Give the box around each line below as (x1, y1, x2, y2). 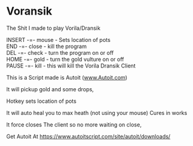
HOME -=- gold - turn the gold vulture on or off (6, 55, 124, 63)
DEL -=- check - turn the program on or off (6, 49, 114, 56)
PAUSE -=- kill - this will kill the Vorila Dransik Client (6, 62, 136, 69)
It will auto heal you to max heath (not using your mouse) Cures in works (6, 109, 188, 116)
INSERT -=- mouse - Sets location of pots (6, 36, 111, 43)
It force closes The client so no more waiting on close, (6, 120, 142, 128)
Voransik (6, 4, 53, 18)
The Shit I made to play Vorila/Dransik (6, 24, 101, 32)
